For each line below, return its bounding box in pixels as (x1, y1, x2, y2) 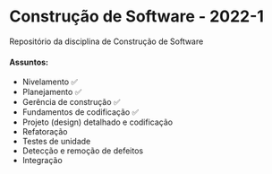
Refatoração (21, 126, 68, 137)
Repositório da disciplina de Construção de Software (9, 36, 204, 47)
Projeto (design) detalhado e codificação (21, 117, 173, 127)
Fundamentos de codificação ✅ (21, 107, 140, 117)
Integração (21, 155, 63, 166)
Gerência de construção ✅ (21, 97, 121, 108)
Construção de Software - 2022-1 (9, 6, 264, 27)
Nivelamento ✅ (21, 76, 79, 87)
